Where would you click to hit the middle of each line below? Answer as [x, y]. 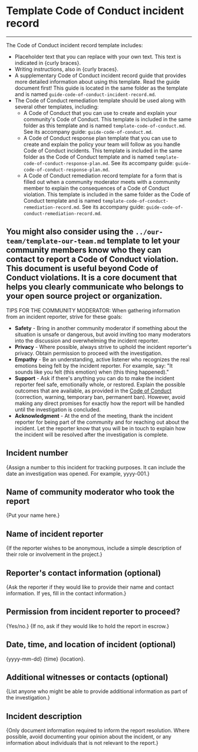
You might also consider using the [70, 232]
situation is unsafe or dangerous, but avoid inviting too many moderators [103, 334]
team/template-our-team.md [56, 241]
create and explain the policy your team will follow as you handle [102, 144]
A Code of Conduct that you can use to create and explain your [100, 113]
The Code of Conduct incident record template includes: [75, 45]
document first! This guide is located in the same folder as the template [101, 88]
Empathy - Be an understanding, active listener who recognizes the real [102, 359]
